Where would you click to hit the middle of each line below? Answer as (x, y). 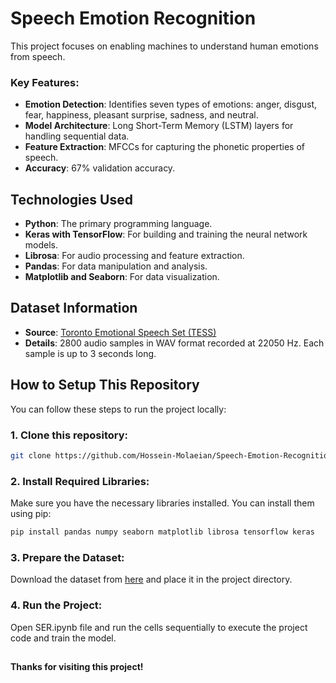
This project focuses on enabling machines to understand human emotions (164, 46)
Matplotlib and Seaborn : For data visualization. (122, 277)
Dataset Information (74, 308)
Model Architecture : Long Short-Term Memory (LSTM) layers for (159, 126)
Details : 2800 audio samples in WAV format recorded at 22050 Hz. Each (174, 343)
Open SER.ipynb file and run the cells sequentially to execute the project (159, 627)
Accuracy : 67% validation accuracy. (100, 168)
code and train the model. (63, 638)
